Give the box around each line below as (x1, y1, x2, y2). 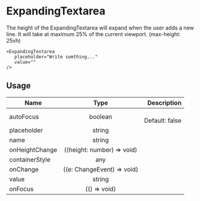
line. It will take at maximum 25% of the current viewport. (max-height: (6, 30, 181, 37)
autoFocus (9, 113, 39, 121)
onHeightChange (9, 146, 58, 154)
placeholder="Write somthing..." (14, 54, 98, 60)
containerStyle (9, 155, 51, 164)
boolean (89, 113, 112, 121)
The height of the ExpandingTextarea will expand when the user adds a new (6, 24, 194, 31)
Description (147, 98, 182, 107)
